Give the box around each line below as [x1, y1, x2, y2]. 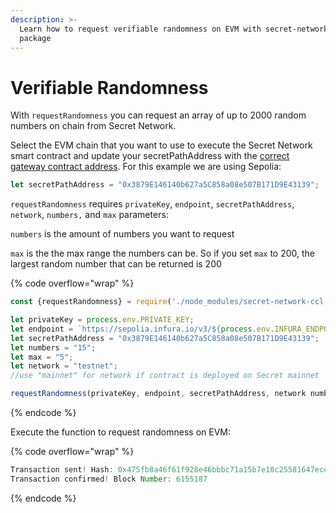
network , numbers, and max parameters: [10, 209, 169, 221]
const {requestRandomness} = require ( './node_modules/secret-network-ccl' [10, 297, 329, 307]
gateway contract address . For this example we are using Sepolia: [10, 161, 282, 173]
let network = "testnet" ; [10, 361, 118, 371]
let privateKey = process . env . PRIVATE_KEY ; [10, 315, 195, 325]
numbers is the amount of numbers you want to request [10, 228, 235, 240]
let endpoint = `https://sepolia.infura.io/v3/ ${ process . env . [10, 324, 275, 334]
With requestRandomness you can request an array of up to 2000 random [10, 109, 307, 121]
